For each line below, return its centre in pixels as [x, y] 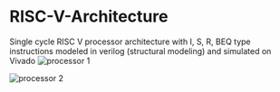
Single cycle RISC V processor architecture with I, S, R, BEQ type [130, 41]
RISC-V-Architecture [89, 17]
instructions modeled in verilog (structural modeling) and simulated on [140, 51]
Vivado [23, 60]
